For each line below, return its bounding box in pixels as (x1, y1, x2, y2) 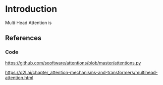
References (5, 34, 42, 42)
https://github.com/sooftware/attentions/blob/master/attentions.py (5, 60, 141, 66)
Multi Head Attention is (5, 20, 52, 26)
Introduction (5, 3, 57, 15)
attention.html (5, 75, 34, 81)
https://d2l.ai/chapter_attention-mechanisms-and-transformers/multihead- (5, 69, 158, 75)
